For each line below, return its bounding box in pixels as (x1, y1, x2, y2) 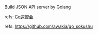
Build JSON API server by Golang (4, 4, 71, 10)
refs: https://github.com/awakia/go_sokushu (4, 23, 93, 29)
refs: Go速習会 (4, 14, 33, 20)
